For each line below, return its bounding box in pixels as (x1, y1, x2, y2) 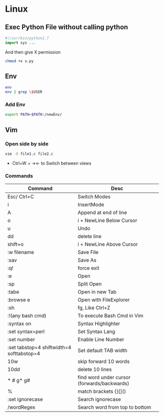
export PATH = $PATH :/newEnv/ (5, 112, 62, 117)
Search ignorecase (78, 396, 121, 403)
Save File (78, 249, 99, 256)
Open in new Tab (78, 289, 117, 295)
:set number (7, 336, 35, 343)
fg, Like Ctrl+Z (78, 304, 111, 311)
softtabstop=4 (7, 350, 41, 357)
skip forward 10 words (78, 358, 130, 365)
